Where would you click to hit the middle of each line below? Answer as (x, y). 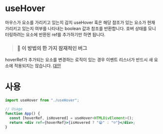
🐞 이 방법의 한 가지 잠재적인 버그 (52, 48)
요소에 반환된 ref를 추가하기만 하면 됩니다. (66, 34)
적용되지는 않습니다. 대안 (37, 66)
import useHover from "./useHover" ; (42, 100)
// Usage (14, 109)
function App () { (23, 113)
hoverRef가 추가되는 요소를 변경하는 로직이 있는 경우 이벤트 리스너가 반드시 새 (79, 60)
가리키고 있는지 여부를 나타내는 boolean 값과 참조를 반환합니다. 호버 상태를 (76, 28)
